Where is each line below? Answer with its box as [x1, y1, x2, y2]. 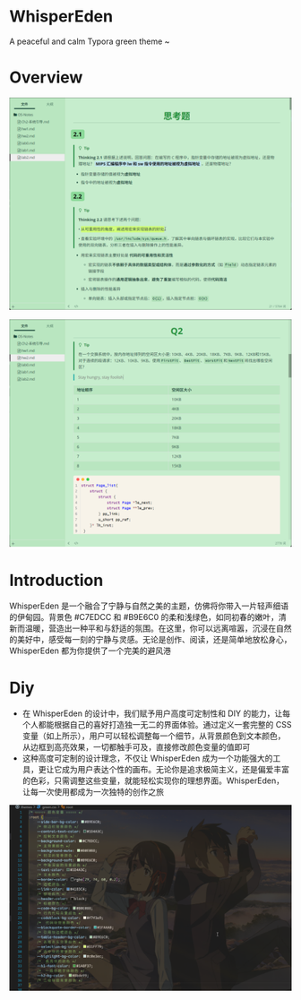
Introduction [9, 570, 104, 591]
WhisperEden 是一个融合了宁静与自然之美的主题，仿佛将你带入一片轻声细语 [9, 600, 289, 611]
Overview [9, 67, 83, 88]
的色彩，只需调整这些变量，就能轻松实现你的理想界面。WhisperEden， [21, 775, 285, 786]
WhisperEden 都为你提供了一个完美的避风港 [9, 645, 172, 656]
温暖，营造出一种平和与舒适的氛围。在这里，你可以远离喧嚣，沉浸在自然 [24, 623, 292, 634]
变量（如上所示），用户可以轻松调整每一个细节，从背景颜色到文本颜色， [21, 730, 286, 741]
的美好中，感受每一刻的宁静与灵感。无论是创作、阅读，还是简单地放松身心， [9, 634, 292, 645]
